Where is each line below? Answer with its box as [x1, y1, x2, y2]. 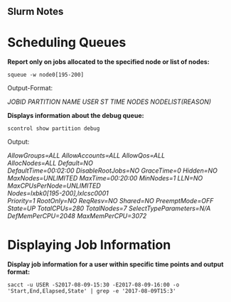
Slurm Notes [7, 6, 64, 18]
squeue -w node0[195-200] [7, 71, 84, 79]
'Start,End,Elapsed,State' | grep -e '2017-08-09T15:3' [7, 288, 176, 295]
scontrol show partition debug [7, 125, 100, 132]
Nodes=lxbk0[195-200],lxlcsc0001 [7, 189, 109, 198]
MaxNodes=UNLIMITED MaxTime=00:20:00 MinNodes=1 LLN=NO [7, 174, 203, 183]
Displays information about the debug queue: [7, 112, 144, 120]
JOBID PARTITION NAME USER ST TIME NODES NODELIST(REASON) [7, 97, 212, 106]
